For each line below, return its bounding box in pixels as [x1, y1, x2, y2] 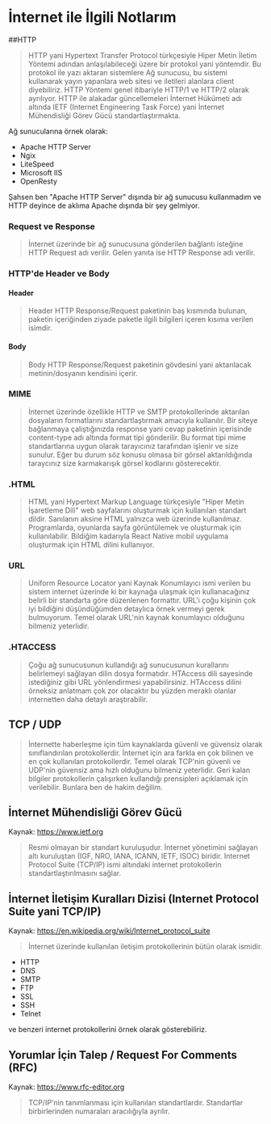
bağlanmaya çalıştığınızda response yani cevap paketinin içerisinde [27, 424, 252, 433]
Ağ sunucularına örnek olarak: [8, 126, 109, 136]
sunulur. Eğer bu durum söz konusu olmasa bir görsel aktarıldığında [27, 450, 252, 459]
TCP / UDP [8, 718, 62, 732]
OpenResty [19, 176, 58, 186]
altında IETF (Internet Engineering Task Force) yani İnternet [27, 102, 224, 112]
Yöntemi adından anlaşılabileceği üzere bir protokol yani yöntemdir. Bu [27, 59, 262, 69]
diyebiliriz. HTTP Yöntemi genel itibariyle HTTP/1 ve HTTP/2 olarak [27, 85, 250, 95]
